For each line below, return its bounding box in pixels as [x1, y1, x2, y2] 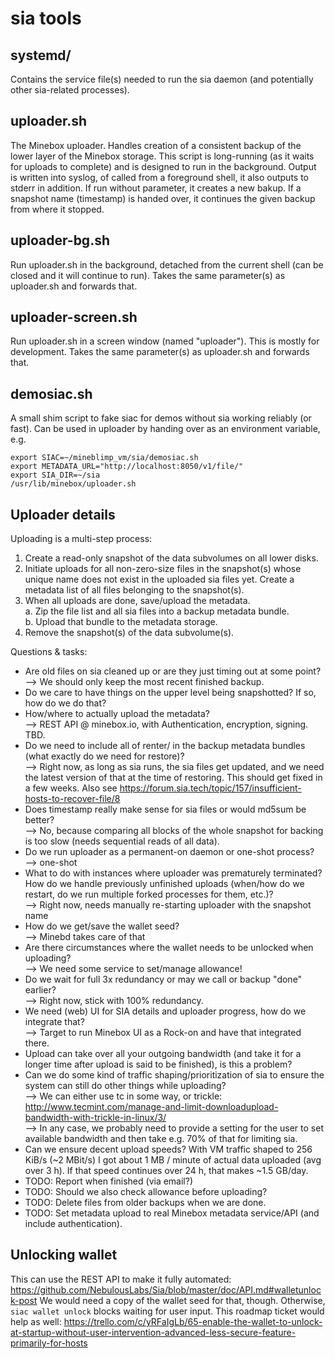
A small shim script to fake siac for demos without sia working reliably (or [10, 412, 312, 424]
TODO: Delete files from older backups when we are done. [24, 1197, 267, 1209]
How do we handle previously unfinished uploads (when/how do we [24, 878, 305, 890]
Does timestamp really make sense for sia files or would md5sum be [24, 803, 307, 816]
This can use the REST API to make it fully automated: [10, 1273, 232, 1285]
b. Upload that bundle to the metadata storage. [24, 616, 218, 628]
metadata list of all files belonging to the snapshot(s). [24, 584, 245, 596]
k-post [10, 1294, 38, 1306]
